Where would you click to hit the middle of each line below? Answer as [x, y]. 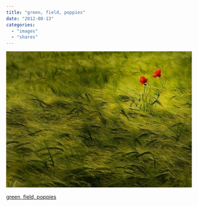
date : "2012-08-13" [30, 18]
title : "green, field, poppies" [46, 12]
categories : [21, 25]
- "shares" [25, 37]
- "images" [25, 31]
